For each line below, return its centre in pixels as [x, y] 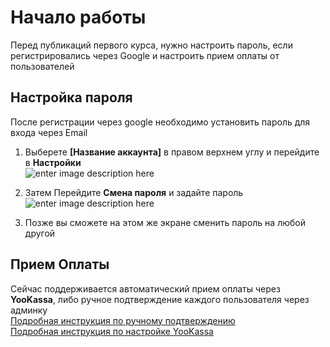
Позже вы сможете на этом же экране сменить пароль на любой [165, 222]
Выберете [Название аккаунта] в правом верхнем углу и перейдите [172, 152]
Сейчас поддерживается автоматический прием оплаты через [145, 288]
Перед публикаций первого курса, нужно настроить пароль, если [151, 45]
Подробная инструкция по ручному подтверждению [123, 320]
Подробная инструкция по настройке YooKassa [112, 331]
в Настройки [53, 162]
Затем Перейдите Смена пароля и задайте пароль [134, 192]
